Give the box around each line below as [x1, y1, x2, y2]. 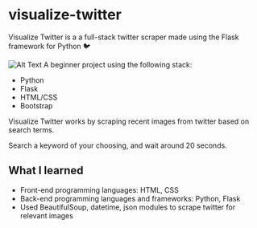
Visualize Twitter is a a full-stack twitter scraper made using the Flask [8, 32, 239, 42]
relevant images [19, 210, 74, 220]
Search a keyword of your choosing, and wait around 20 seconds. [8, 140, 227, 150]
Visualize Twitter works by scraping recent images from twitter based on [8, 116, 250, 126]
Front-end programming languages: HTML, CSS [19, 185, 180, 194]
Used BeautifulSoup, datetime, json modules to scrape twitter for [19, 202, 236, 212]
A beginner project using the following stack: [44, 59, 193, 69]
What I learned [8, 164, 84, 177]
